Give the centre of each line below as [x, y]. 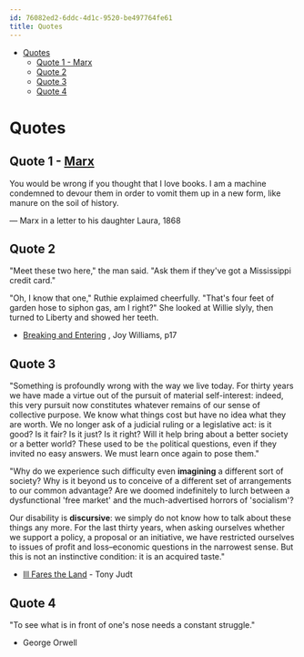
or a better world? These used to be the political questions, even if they [143, 444]
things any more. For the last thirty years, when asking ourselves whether [147, 528]
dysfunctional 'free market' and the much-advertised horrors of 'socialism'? [152, 500]
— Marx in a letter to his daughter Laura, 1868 [95, 221]
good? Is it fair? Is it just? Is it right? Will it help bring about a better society [149, 435]
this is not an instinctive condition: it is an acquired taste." [117, 557]
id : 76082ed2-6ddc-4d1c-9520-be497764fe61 [91, 18]
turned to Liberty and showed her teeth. [84, 318]
